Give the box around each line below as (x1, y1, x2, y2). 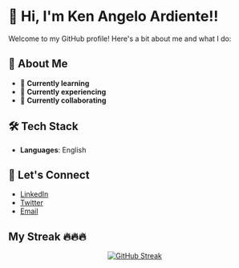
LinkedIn (19, 189, 49, 199)
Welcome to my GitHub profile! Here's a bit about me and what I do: (8, 34, 232, 43)
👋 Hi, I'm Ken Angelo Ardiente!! (8, 7, 219, 26)
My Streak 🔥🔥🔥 (8, 229, 87, 243)
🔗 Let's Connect (8, 168, 90, 181)
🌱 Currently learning (19, 78, 90, 87)
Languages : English (19, 144, 87, 155)
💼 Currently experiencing (19, 87, 107, 96)
